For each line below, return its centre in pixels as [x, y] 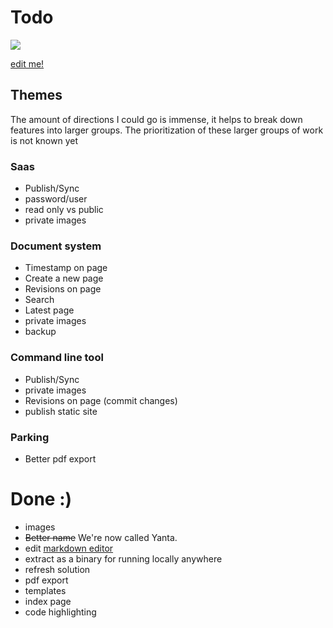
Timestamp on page [66, 268]
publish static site [61, 411]
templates [45, 590]
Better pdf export [60, 458]
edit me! [27, 63]
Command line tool [57, 358]
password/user [56, 199]
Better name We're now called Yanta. [101, 537]
